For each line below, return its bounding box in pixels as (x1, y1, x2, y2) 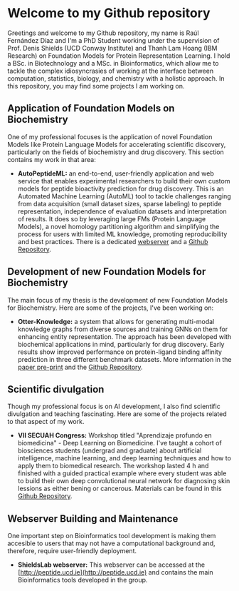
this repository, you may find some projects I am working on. (7, 81, 185, 90)
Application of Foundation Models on (7, 102, 175, 115)
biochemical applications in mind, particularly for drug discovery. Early (17, 340, 225, 348)
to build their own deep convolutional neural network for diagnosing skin (17, 477, 230, 485)
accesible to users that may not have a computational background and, (7, 539, 216, 547)
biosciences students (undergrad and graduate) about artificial (17, 446, 202, 455)
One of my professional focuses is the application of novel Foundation (7, 132, 213, 141)
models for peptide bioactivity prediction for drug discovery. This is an (17, 184, 224, 193)
